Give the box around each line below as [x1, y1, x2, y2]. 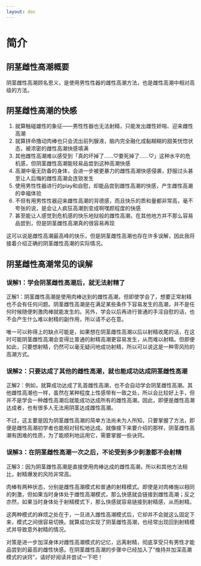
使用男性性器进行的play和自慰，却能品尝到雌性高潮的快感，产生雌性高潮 [14, 182, 193, 189]
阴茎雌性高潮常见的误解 [6, 259, 93, 269]
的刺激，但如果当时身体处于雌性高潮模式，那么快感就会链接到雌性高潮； [6, 491, 184, 498]
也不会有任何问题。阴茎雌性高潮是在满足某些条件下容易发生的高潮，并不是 [6, 301, 190, 308]
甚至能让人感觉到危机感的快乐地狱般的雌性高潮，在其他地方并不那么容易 [14, 212, 193, 219]
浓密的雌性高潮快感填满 [31, 145, 89, 152]
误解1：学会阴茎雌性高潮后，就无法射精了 [6, 279, 126, 287]
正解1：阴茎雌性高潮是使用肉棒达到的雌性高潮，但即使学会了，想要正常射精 [6, 293, 192, 301]
